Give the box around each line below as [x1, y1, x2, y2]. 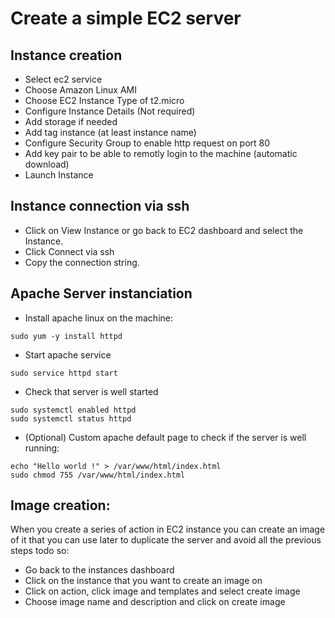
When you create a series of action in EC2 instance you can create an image [10, 523, 326, 536]
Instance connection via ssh [10, 198, 190, 215]
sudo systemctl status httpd [10, 413, 132, 424]
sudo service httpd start [10, 368, 118, 378]
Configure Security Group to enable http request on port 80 [24, 137, 271, 149]
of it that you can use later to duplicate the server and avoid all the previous [10, 534, 322, 546]
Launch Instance [24, 169, 94, 181]
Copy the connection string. [24, 256, 140, 268]
